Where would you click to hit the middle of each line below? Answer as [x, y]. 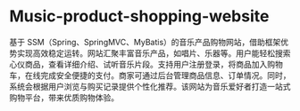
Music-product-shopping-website [139, 16]
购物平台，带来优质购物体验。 [64, 97]
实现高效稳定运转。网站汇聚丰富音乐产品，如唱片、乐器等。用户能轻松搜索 [154, 53]
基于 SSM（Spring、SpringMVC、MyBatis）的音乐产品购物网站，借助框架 [145, 42]
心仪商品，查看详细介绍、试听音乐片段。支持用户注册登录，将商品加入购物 [146, 64]
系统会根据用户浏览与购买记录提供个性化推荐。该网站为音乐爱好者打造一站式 [150, 86]
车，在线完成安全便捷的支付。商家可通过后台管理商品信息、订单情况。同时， [150, 75]
